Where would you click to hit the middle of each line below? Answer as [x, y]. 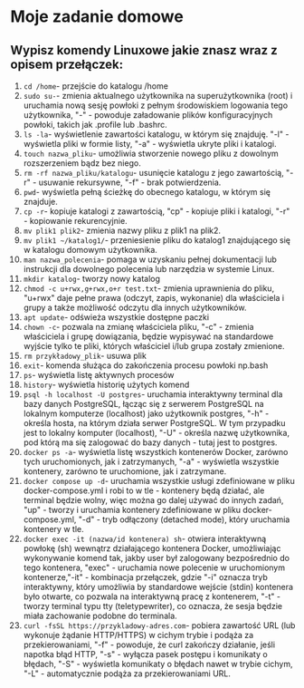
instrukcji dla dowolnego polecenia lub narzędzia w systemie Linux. [149, 269]
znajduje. [40, 202]
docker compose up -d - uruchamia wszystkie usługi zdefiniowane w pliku [159, 481]
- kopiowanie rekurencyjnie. [75, 221]
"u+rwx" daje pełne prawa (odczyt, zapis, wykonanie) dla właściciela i [153, 298]
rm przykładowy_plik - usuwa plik [85, 356]
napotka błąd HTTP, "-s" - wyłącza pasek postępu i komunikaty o [145, 654]
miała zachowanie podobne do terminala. [100, 615]
